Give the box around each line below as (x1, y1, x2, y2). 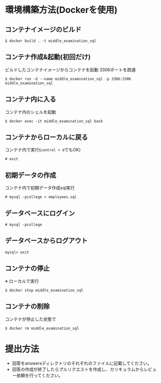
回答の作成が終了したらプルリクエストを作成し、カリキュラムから (12, 366, 144, 372)
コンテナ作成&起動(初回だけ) (5, 53, 91, 61)
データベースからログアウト (5, 237, 88, 245)
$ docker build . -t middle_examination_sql (5, 38, 97, 43)
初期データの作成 (5, 171, 56, 179)
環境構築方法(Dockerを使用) (5, 4, 118, 16)
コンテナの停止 (5, 264, 50, 273)
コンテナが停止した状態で (5, 316, 56, 322)
